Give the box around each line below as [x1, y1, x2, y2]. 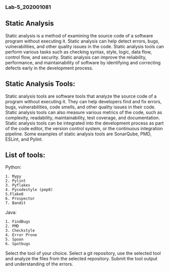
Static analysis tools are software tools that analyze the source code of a [5, 93, 157, 99]
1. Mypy [5, 174, 22, 179]
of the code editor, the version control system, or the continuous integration [5, 125, 163, 131]
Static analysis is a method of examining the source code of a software [5, 32, 153, 38]
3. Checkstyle [5, 228, 35, 234]
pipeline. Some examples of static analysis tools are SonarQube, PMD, [5, 131, 152, 137]
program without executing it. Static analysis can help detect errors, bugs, [5, 38, 159, 44]
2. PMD [5, 224, 19, 229]
